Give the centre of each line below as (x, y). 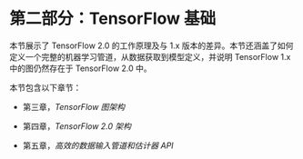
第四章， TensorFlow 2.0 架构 (77, 126)
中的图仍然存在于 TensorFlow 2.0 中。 (81, 68)
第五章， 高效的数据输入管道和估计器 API (98, 145)
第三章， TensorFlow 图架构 (74, 106)
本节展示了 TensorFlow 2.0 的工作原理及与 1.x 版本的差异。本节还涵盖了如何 (151, 45)
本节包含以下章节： (45, 87)
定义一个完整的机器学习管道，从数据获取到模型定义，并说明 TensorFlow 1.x (150, 56)
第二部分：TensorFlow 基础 (113, 19)
